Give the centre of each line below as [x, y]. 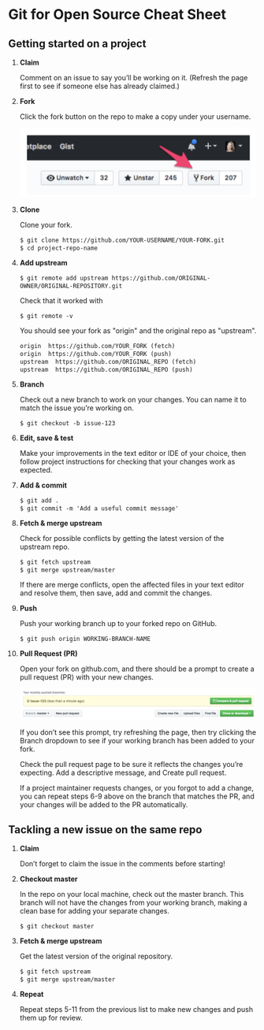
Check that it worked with [61, 300]
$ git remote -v [46, 316]
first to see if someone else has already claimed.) [99, 86]
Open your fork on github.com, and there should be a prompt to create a [137, 669]
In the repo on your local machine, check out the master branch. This [132, 894]
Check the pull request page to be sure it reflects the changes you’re [131, 765]
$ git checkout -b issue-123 [67, 423]
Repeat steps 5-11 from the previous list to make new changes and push [136, 1009]
